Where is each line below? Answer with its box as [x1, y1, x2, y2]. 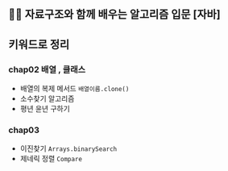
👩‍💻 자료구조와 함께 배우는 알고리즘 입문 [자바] [8, 7, 221, 22]
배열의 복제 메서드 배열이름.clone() [19, 84, 130, 94]
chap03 [8, 124, 40, 136]
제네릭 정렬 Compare [19, 154, 83, 164]
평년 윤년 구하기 [19, 104, 70, 114]
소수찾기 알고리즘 [19, 94, 75, 103]
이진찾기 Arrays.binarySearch [19, 144, 118, 153]
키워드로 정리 [8, 37, 70, 51]
